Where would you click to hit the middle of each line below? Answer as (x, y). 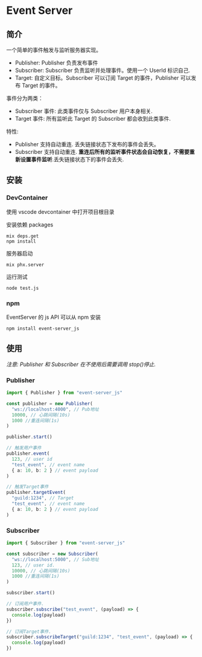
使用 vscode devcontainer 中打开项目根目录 (60, 211)
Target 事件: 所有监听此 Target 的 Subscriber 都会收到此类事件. (93, 119)
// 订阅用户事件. (25, 604)
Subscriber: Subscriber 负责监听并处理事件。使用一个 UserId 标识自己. (103, 70)
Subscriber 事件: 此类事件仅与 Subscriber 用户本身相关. (84, 111)
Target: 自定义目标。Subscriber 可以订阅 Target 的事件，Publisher (97, 78)
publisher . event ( (28, 453)
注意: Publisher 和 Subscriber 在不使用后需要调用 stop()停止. (81, 364)
